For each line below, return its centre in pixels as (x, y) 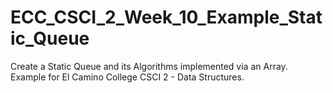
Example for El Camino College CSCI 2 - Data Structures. (127, 77)
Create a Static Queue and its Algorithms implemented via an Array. (149, 66)
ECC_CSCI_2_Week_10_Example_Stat (166, 17)
